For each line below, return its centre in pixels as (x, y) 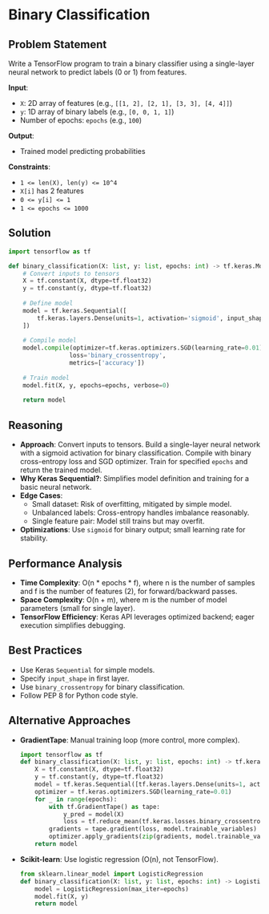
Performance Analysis (65, 563)
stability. (34, 538)
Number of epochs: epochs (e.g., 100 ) (81, 120)
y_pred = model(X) (94, 814)
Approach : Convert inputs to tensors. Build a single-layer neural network (140, 445)
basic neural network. (56, 487)
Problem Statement (58, 44)
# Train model (46, 378)
